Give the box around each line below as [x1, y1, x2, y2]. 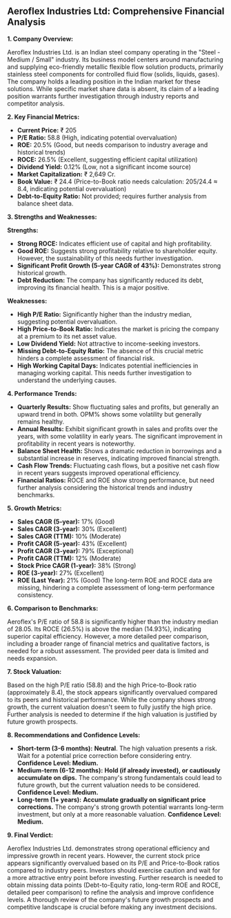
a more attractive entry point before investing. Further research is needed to [7, 873, 223, 881]
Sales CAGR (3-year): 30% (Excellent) [17, 524, 128, 533]
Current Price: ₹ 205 [17, 126, 77, 134]
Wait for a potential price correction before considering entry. [17, 751, 192, 759]
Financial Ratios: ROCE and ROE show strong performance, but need [17, 476, 215, 484]
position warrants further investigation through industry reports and [7, 92, 199, 100]
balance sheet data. [17, 199, 74, 208]
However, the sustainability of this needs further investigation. [17, 254, 194, 262]
